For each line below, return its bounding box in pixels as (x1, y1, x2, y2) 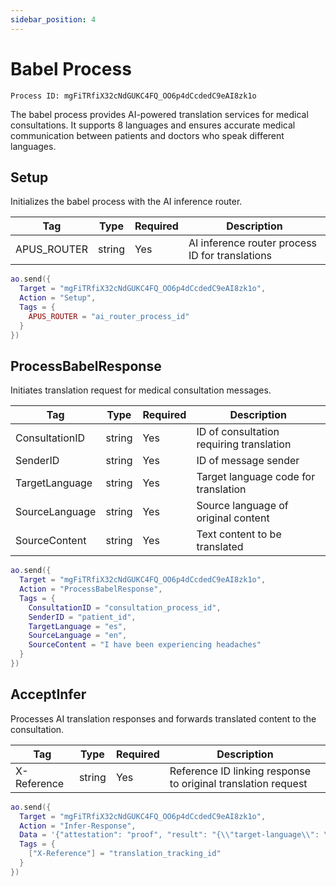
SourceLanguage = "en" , (28, 631, 128, 641)
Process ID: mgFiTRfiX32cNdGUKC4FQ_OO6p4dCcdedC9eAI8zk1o (10, 91, 257, 101)
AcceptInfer (10, 686, 87, 703)
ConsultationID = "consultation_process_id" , (28, 602, 222, 613)
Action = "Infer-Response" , (19, 821, 137, 831)
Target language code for (196, 470, 316, 484)
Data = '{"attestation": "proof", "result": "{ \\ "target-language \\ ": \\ (19, 830, 333, 840)
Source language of (196, 499, 289, 513)
